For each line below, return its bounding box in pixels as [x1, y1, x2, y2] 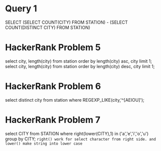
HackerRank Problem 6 [5, 81, 101, 92]
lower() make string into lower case [5, 141, 83, 146]
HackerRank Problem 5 [5, 42, 101, 53]
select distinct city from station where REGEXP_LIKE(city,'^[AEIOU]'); [5, 97, 145, 103]
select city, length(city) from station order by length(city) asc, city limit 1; [5, 58, 152, 64]
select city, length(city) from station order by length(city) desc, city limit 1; [5, 63, 155, 69]
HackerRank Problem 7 [5, 114, 101, 125]
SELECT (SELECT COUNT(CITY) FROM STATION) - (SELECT [5, 19, 128, 25]
